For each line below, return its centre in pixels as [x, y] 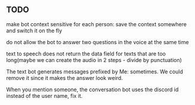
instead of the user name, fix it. [44, 95]
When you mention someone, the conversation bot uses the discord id [92, 89]
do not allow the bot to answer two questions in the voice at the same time [97, 42]
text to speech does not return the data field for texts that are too [86, 54]
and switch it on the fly [34, 30]
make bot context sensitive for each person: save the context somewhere [96, 24]
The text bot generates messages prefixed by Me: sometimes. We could [95, 72]
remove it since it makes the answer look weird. [65, 78]
